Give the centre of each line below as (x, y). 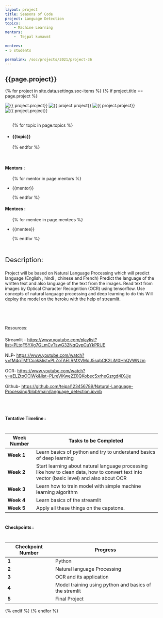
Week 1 (16, 455)
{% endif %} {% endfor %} (32, 611)
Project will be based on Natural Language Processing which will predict (77, 273)
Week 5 (16, 508)
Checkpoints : (19, 527)
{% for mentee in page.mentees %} (48, 219)
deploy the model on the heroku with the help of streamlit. (63, 299)
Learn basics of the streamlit (69, 500)
